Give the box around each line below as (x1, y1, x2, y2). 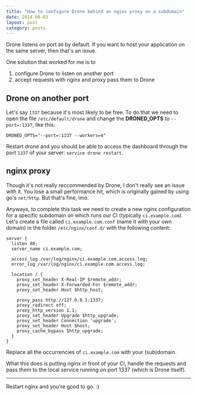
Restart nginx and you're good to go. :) (6, 383, 100, 390)
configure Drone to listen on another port (14, 70, 114, 77)
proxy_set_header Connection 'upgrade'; (16, 317, 117, 323)
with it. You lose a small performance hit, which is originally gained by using (6, 188, 189, 195)
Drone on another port (6, 93, 89, 103)
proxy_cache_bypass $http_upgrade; (16, 328, 104, 334)
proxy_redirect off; (16, 302, 67, 308)
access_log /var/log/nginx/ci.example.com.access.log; (11, 256, 148, 262)
